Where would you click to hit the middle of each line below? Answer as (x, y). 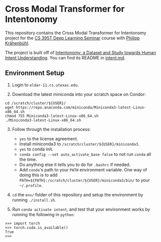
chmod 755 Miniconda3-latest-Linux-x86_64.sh (52, 116)
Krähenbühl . (17, 43)
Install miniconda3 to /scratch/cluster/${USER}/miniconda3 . (79, 144)
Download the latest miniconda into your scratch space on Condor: (79, 94)
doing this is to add (38, 175)
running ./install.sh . (34, 200)
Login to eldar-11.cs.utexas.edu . (45, 85)
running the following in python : (43, 214)
